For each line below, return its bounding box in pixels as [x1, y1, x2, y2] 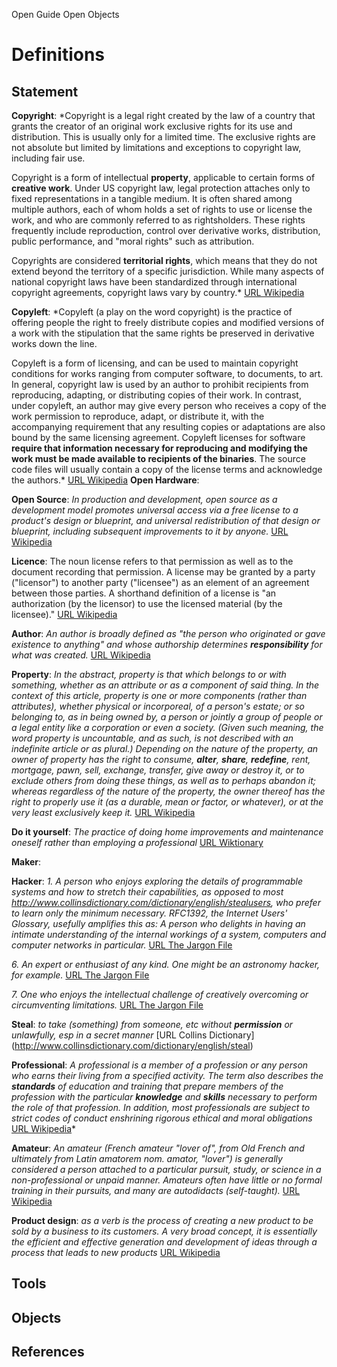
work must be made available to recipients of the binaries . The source [11, 453, 306, 464]
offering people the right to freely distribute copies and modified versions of [11, 317, 325, 328]
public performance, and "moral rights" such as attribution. [11, 235, 255, 247]
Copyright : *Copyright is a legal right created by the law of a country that [11, 110, 316, 121]
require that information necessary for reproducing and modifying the [11, 442, 308, 454]
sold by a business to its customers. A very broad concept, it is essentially [11, 1225, 318, 1237]
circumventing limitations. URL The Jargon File [11, 999, 204, 1011]
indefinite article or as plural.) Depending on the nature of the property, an [11, 743, 319, 754]
